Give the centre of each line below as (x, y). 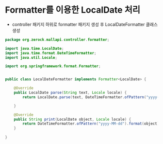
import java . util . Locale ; (31, 57)
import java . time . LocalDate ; (34, 48)
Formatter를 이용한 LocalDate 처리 (73, 10)
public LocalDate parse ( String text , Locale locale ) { (70, 93)
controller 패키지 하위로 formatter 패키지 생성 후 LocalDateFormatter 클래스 (85, 24)
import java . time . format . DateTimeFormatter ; (51, 53)
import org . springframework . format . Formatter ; (53, 66)
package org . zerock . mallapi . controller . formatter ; (57, 39)
